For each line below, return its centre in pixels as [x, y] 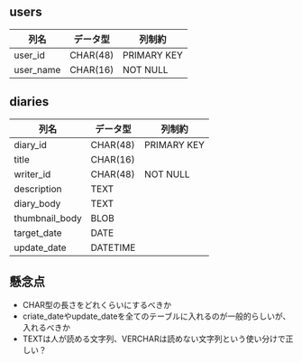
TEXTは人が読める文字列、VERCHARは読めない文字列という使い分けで [154, 339]
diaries [29, 102]
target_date [38, 233]
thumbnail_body [48, 218]
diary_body [37, 203]
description [38, 189]
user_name [37, 70]
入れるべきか [46, 328]
